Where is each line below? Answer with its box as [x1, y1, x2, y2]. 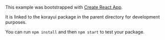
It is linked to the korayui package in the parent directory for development [5, 14, 160, 19]
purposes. [5, 19, 27, 25]
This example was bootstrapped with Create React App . [5, 4, 123, 10]
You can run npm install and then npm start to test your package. [5, 29, 145, 34]
